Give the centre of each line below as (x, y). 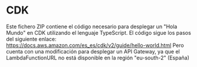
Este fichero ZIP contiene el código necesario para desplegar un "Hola (92, 26)
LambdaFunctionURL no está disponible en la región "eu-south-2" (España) (98, 58)
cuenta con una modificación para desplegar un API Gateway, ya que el (93, 51)
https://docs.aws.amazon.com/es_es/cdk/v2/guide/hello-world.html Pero (95, 45)
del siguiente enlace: (31, 39)
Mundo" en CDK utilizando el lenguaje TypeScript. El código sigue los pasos (99, 32)
